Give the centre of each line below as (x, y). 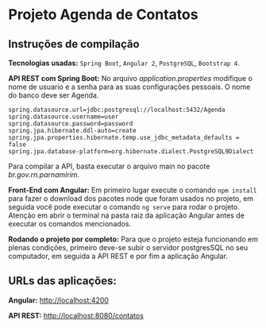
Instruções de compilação (74, 44)
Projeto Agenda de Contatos (103, 15)
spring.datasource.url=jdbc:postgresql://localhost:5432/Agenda (117, 110)
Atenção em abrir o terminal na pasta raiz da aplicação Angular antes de (126, 215)
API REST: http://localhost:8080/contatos (76, 315)
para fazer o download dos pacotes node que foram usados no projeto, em (131, 199)
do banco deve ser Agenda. (54, 95)
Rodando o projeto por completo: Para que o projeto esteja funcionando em (133, 239)
